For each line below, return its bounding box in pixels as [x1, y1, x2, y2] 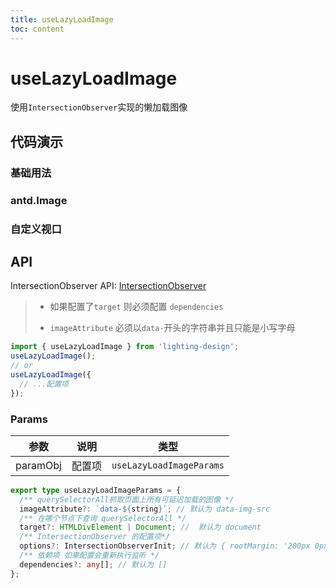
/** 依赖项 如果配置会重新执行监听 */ [19, 551, 160, 561]
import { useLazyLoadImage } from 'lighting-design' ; [10, 342, 240, 352]
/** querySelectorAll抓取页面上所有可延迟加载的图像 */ [19, 494, 235, 505]
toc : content [10, 24, 65, 34]
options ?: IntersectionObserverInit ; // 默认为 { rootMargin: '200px [19, 541, 311, 551]
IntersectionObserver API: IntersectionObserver [10, 280, 207, 292]
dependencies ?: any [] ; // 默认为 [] [19, 559, 168, 570]
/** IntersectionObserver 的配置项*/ [19, 532, 171, 542]
